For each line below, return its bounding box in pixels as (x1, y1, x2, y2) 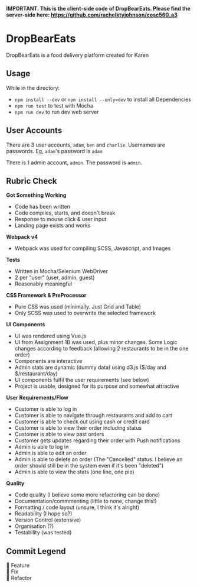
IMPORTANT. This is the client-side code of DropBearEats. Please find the (6, 5, 191, 12)
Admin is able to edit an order (14, 449, 87, 457)
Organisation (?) (14, 523, 54, 530)
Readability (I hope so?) (14, 510, 73, 517)
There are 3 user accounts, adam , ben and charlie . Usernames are (6, 141, 166, 148)
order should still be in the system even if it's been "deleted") (14, 462, 164, 469)
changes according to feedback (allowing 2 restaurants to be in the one (14, 345, 189, 352)
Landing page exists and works (14, 222, 91, 229)
